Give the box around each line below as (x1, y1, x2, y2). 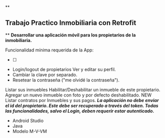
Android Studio (12, 117, 44, 123)
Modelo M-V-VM (12, 128, 47, 134)
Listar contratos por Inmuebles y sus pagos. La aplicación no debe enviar (5, 97, 159, 103)
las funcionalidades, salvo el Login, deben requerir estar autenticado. (5, 107, 154, 114)
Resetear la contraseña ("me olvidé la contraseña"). (12, 77, 120, 83)
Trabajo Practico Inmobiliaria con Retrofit (5, 18, 136, 27)
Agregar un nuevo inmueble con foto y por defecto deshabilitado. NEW (5, 92, 152, 98)
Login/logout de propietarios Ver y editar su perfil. (12, 66, 116, 72)
